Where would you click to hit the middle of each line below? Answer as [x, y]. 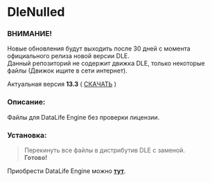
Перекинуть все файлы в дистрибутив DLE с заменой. [105, 150]
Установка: [27, 135]
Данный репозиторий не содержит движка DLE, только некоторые [106, 64]
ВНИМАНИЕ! [30, 34]
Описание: [26, 102]
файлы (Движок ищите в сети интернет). [68, 71]
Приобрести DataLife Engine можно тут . [67, 171]
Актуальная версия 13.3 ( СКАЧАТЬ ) [62, 84]
